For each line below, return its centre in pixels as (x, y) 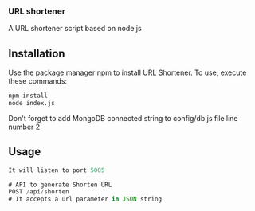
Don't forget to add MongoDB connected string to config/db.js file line (123, 118)
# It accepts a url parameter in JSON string (85, 199)
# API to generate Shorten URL (60, 185)
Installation (37, 53)
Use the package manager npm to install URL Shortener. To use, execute (127, 72)
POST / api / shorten (39, 192)
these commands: (38, 81)
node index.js (32, 103)
